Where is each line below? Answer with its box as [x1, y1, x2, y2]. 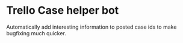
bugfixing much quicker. [6, 29, 66, 36]
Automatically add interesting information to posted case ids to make [6, 23, 177, 30]
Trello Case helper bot [6, 4, 119, 17]
